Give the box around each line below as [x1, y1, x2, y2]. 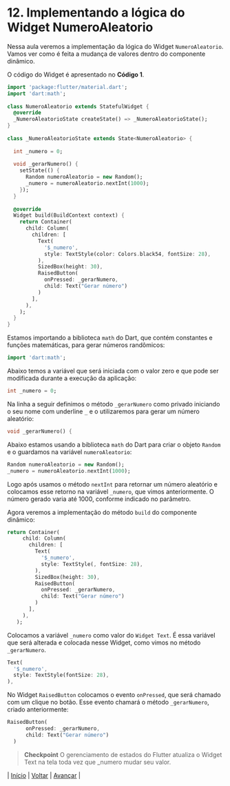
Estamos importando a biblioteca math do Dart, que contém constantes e [7, 333, 213, 342]
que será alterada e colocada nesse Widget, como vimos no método [7, 638, 201, 647]
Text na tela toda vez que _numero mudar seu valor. [23, 758, 171, 766]
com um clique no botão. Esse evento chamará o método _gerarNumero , [7, 698, 210, 707]
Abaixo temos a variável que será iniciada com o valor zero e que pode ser [7, 367, 219, 375]
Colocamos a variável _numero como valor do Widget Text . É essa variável [7, 631, 216, 639]
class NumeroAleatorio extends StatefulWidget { [7, 103, 149, 110]
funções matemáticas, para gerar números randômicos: [7, 341, 165, 349]
